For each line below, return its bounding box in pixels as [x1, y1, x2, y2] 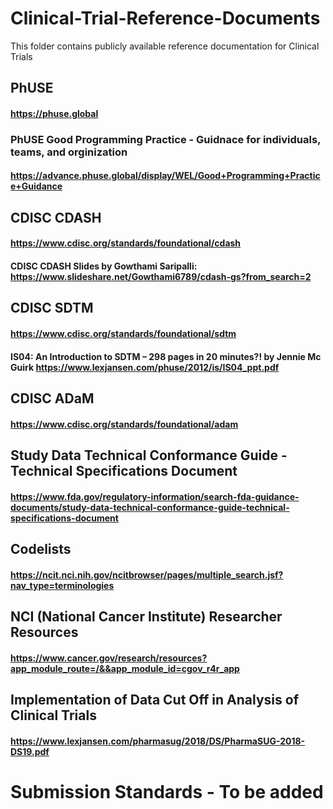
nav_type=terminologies [10, 579, 115, 591]
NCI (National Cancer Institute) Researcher [10, 608, 283, 625]
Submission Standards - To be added [10, 780, 324, 803]
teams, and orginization [10, 145, 128, 159]
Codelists [10, 540, 72, 557]
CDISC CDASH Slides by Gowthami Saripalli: [10, 260, 198, 272]
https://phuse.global [10, 107, 99, 119]
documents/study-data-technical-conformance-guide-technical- [10, 501, 290, 513]
